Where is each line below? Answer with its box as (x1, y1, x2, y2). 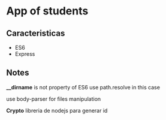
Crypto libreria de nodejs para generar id (6, 107, 108, 114)
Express (14, 50, 35, 58)
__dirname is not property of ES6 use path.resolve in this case (6, 83, 161, 91)
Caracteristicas (6, 28, 65, 38)
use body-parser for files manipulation (6, 95, 101, 103)
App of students (6, 4, 89, 18)
